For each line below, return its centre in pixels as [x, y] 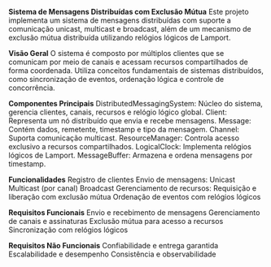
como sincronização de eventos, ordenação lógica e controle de [116, 79]
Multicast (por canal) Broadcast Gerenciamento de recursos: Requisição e [133, 188]
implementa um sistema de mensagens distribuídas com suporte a [120, 20]
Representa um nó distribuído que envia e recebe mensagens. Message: [130, 121]
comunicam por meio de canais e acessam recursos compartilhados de [128, 62]
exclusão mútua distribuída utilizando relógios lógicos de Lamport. [120, 37]
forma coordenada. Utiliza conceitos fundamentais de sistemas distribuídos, [136, 71]
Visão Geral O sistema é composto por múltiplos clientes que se [116, 53]
